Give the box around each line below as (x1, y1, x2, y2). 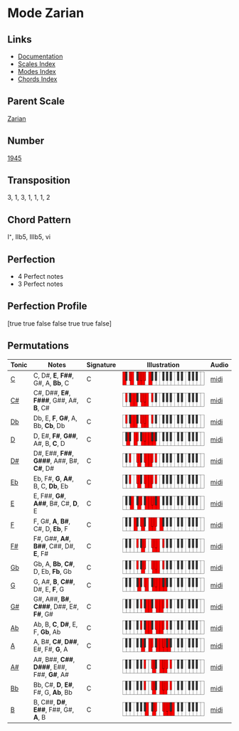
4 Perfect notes (17, 272, 64, 281)
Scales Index (17, 60, 55, 68)
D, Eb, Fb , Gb (33, 567, 73, 575)
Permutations (7, 340, 69, 352)
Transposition (7, 174, 71, 186)
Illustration (147, 361, 180, 369)
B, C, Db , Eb (33, 481, 69, 490)
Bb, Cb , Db (33, 421, 65, 429)
